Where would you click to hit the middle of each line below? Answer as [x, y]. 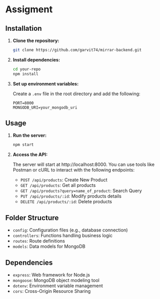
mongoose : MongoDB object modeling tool [56, 280]
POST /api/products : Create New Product [64, 180]
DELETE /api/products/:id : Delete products [66, 202]
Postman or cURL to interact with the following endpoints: [74, 170]
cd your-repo [27, 69]
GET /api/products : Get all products [58, 185]
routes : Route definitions [39, 241]
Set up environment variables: [46, 83]
